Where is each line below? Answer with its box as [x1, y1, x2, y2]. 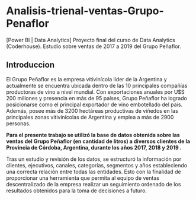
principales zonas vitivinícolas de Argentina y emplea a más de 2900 [6, 113, 174, 120]
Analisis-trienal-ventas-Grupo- [6, 4, 164, 18]
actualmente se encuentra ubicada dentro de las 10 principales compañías [6, 82, 188, 89]
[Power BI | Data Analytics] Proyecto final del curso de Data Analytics [6, 36, 176, 43]
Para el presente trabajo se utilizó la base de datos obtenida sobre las [6, 131, 180, 138]
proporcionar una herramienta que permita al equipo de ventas [6, 174, 160, 182]
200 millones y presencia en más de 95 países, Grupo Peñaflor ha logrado [6, 94, 188, 101]
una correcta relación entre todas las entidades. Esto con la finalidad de [6, 168, 182, 175]
